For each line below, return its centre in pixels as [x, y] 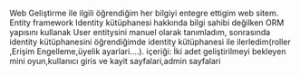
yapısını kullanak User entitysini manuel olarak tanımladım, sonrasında [140, 32]
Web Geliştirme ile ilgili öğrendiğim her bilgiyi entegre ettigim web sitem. [144, 13]
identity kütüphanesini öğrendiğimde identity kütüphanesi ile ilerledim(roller [150, 42]
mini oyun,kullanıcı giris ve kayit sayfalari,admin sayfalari [115, 61]
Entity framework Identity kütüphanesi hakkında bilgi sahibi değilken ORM [147, 23]
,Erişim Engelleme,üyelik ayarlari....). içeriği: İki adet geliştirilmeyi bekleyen [148, 52]
